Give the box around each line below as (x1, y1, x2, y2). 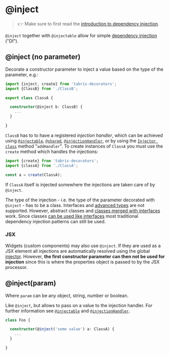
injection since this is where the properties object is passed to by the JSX (5, 258, 160, 265)
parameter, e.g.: (5, 71, 39, 77)
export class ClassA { (5, 95, 53, 100)
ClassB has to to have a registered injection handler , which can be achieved (5, 132, 163, 138)
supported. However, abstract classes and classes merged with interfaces (5, 208, 160, 214)
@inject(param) (5, 279, 56, 288)
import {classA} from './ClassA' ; (5, 163, 79, 168)
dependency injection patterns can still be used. (5, 218, 106, 224)
